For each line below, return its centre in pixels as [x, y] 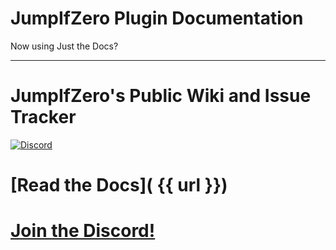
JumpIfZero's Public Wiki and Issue [161, 96]
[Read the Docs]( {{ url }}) [119, 185]
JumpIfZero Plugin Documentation [157, 18]
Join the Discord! [83, 231]
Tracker [43, 117]
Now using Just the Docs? [64, 46]
